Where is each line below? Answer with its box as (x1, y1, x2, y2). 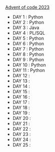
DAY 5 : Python (12, 35, 44, 41)
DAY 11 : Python (12, 67, 45, 73)
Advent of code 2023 (5, 5, 49, 10)
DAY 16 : (12, 94, 30, 100)
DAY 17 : (12, 99, 30, 105)
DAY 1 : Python (12, 14, 43, 20)
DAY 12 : (12, 73, 30, 78)
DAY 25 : (12, 142, 31, 147)
